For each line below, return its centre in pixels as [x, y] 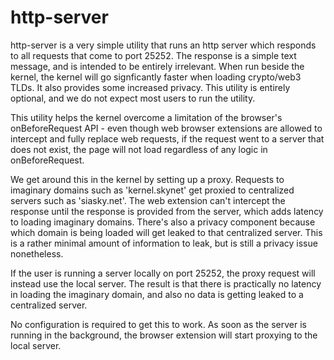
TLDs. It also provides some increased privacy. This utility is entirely [150, 87]
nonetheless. [37, 253]
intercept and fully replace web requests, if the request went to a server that [167, 138]
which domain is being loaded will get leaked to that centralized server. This [166, 232]
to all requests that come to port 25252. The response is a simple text [153, 55]
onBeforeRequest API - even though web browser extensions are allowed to [166, 128]
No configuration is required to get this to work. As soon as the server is [158, 324]
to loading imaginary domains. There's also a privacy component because [163, 222]
